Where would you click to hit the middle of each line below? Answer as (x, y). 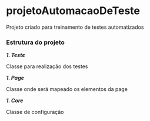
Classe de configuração (35, 112)
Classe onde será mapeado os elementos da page (67, 89)
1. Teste (16, 55)
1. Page (15, 78)
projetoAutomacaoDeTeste (73, 11)
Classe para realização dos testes (47, 66)
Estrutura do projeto (35, 42)
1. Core (15, 100)
